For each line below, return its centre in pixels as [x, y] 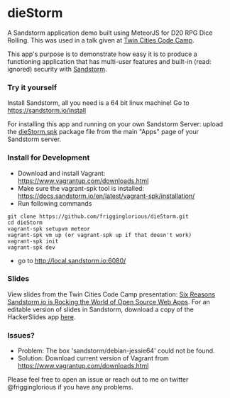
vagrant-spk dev [31, 247]
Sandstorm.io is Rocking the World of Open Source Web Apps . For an [109, 302]
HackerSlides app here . [42, 316]
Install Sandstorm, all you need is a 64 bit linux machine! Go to [98, 103]
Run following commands [55, 203]
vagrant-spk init [33, 241]
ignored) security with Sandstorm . [57, 69]
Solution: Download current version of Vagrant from [93, 358]
